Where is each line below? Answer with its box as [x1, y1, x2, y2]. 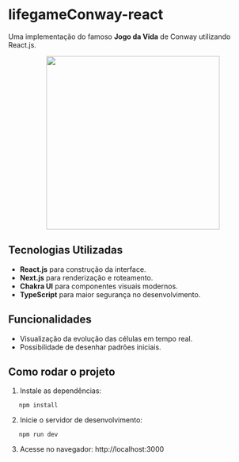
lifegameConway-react [8, 6, 164, 24]
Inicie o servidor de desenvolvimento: [19, 415, 142, 425]
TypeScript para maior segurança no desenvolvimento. [19, 289, 201, 299]
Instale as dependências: [19, 386, 101, 395]
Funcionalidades [8, 313, 93, 326]
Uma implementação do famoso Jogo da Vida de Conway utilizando [8, 32, 231, 41]
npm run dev [18, 430, 59, 439]
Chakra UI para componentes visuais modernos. [19, 281, 178, 291]
